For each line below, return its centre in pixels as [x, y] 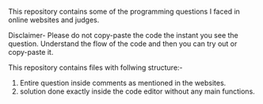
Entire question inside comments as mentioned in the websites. [123, 83]
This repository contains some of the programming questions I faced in [124, 12]
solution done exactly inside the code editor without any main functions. [137, 91]
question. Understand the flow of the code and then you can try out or [123, 44]
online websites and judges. [54, 20]
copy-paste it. [31, 52]
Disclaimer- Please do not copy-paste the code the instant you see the [124, 35]
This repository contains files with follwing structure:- [96, 67]
